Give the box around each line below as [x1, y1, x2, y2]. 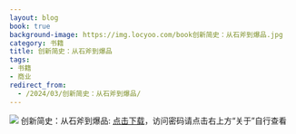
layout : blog [9, 13, 59, 23]
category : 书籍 [9, 38, 64, 48]
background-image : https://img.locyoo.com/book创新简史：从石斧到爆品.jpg [9, 30, 283, 39]
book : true [9, 22, 51, 31]
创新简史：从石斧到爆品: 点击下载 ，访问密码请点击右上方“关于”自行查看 [20, 115, 288, 126]
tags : [9, 55, 30, 64]
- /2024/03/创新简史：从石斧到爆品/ [17, 89, 142, 98]
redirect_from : [9, 81, 67, 90]
